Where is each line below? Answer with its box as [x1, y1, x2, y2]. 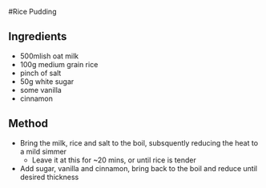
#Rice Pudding [8, 7, 57, 16]
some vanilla [19, 85, 62, 94]
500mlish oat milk [19, 51, 79, 61]
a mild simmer [19, 146, 66, 156]
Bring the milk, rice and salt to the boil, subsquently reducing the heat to [19, 138, 259, 147]
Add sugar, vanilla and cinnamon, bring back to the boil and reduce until [19, 163, 258, 173]
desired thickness [19, 172, 79, 182]
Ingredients [8, 30, 67, 43]
